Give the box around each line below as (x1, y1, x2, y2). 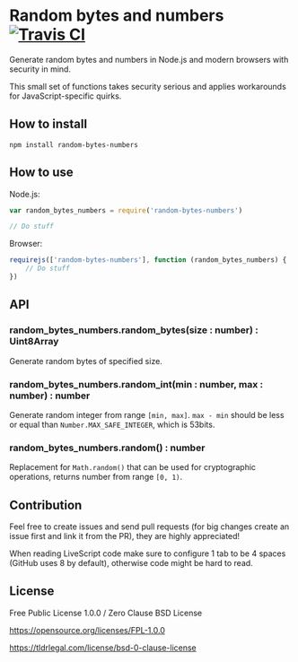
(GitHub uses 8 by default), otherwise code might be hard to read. (9, 558, 253, 569)
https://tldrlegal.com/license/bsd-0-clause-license (9, 642, 197, 653)
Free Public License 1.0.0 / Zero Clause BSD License (9, 607, 203, 618)
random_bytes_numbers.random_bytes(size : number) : (9, 324, 259, 336)
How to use (9, 165, 74, 180)
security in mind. (9, 64, 72, 74)
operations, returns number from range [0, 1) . (9, 472, 183, 483)
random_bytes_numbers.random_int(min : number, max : (9, 378, 263, 390)
